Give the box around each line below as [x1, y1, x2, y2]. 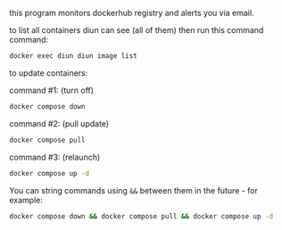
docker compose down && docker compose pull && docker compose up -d [9, 211, 274, 221]
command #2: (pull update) [9, 118, 110, 128]
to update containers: [9, 67, 88, 78]
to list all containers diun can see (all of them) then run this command [9, 25, 264, 35]
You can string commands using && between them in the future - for [9, 185, 259, 195]
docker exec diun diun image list [9, 52, 138, 61]
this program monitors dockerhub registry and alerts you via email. [9, 8, 254, 18]
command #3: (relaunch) [9, 152, 101, 162]
